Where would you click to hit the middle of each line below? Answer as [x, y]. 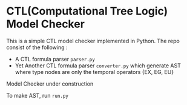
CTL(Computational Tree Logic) [87, 11]
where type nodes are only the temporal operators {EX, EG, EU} [94, 72]
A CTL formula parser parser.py [55, 59]
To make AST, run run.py [37, 95]
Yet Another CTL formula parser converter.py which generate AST [98, 66]
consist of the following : [37, 47]
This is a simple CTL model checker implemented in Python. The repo [93, 41]
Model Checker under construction [50, 84]
